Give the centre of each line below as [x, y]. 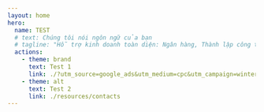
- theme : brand [46, 60]
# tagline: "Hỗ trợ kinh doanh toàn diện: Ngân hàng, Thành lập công [133, 45]
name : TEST [32, 30]
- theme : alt [43, 81]
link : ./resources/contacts [74, 96]
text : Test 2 [50, 89]
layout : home [29, 15]
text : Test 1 [50, 67]
